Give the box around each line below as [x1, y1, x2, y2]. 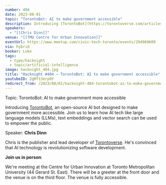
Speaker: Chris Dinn [5, 129, 47, 135]
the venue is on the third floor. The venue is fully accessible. [5, 174, 128, 180]
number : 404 [5, 7, 30, 12]
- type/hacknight [9, 58, 45, 63]
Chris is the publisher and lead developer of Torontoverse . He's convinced [5, 139, 157, 145]
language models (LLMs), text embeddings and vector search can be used [5, 115, 157, 121]
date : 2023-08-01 [5, 12, 41, 17]
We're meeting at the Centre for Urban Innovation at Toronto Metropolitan [5, 164, 155, 170]
